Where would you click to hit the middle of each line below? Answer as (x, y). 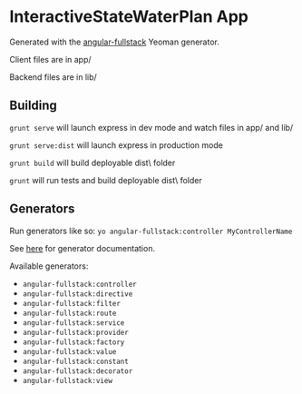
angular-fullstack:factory (73, 342)
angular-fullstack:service (73, 323)
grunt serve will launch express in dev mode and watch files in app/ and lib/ (151, 127)
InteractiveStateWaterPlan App (129, 17)
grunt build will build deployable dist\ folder (93, 163)
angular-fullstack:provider (75, 332)
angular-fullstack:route (69, 313)
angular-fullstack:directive (78, 294)
